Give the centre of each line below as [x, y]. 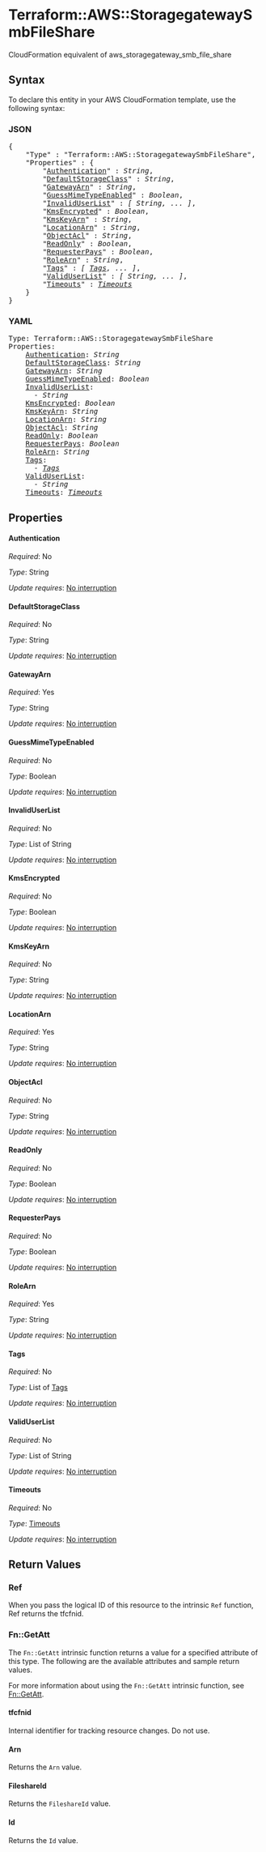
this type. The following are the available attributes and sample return [124, 1661]
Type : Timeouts [34, 1523]
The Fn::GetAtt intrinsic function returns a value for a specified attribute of [133, 1652]
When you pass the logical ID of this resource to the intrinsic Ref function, [131, 1605]
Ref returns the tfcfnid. [46, 1614]
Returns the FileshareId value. [60, 1803]
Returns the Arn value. [45, 1767]
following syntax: [37, 108]
